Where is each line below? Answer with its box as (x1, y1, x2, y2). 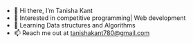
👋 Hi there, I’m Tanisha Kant (13, 7, 93, 14)
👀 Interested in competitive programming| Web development (13, 14, 186, 22)
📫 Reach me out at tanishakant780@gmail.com (13, 29, 150, 37)
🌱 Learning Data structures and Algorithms (13, 21, 136, 29)
